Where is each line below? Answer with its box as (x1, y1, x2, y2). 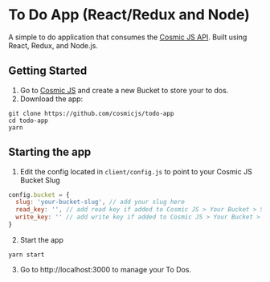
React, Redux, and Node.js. (8, 40, 99, 50)
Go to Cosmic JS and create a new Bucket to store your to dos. (19, 85, 229, 95)
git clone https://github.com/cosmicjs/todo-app (8, 109, 174, 117)
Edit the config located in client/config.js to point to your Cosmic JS (19, 166, 253, 176)
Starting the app (8, 145, 92, 159)
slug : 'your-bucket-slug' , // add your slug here (15, 198, 185, 206)
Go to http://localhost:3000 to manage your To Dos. (19, 264, 191, 274)
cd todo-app (8, 116, 48, 125)
